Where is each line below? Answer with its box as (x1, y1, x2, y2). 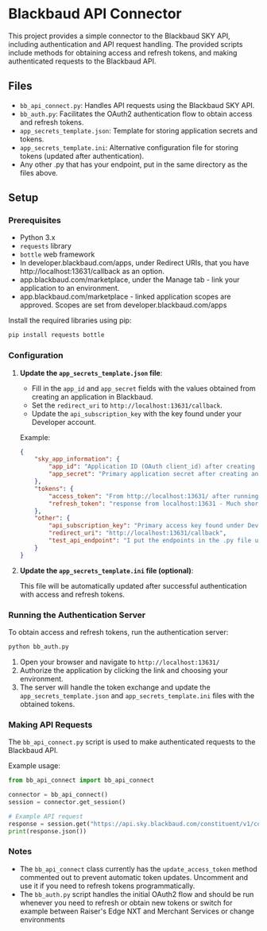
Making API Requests (8, 719, 93, 730)
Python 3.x (19, 233, 56, 242)
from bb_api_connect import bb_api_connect (8, 776, 155, 785)
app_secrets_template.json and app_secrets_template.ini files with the (19, 690, 255, 700)
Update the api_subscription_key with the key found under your (31, 408, 242, 418)
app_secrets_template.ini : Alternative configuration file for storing (19, 142, 238, 152)
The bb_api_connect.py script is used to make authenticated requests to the (8, 737, 256, 747)
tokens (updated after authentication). (19, 151, 145, 160)
